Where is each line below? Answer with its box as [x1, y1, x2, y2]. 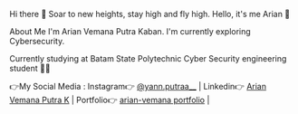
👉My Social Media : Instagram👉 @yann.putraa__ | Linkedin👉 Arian [9, 81, 267, 91]
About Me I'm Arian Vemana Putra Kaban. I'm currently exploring [9, 26, 251, 36]
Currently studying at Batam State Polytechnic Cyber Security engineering [9, 53, 287, 63]
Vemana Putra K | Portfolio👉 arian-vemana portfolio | [9, 95, 210, 105]
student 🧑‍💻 [9, 63, 52, 73]
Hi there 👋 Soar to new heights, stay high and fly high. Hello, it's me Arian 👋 [9, 9, 291, 19]
